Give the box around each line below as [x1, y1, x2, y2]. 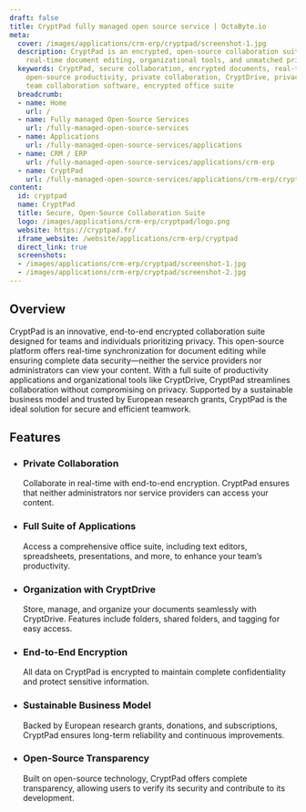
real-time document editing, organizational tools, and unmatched [25, 56, 283, 65]
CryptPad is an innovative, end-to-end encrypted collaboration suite [9, 326, 266, 337]
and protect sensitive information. [22, 676, 149, 687]
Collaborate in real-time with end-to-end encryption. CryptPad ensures [22, 478, 290, 489]
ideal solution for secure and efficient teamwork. [9, 403, 191, 414]
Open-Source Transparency [22, 752, 150, 765]
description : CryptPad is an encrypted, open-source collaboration [17, 47, 280, 57]
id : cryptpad [17, 192, 67, 201]
